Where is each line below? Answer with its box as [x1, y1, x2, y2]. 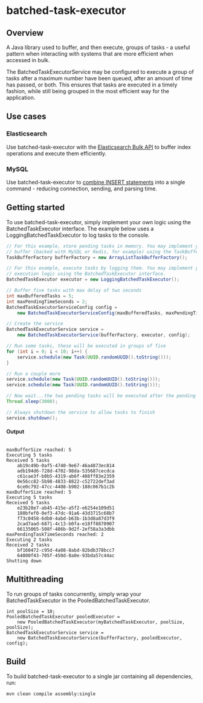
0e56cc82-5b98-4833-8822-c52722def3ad [17, 478, 115, 484]
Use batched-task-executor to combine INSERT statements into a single [6, 178, 185, 186]
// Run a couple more [6, 371, 61, 377]
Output [6, 428, 25, 435]
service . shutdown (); [6, 415, 59, 421]
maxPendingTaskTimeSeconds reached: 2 [6, 531, 104, 537]
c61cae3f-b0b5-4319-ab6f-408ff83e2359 [17, 473, 115, 479]
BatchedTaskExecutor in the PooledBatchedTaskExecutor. [6, 597, 150, 604]
